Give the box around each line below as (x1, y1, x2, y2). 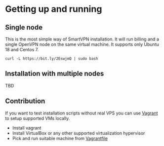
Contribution (5, 97, 45, 106)
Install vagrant (12, 125, 41, 131)
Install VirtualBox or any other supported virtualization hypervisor (12, 130, 145, 136)
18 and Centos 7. (5, 47, 39, 52)
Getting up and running (5, 3, 102, 15)
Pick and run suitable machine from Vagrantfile (12, 135, 108, 141)
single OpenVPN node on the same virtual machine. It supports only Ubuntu (5, 41, 159, 47)
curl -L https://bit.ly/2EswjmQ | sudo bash (5, 56, 98, 61)
